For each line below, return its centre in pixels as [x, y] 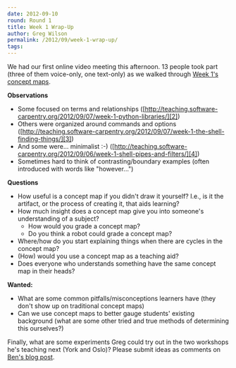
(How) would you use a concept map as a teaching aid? [98, 256]
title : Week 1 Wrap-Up [41, 27]
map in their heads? [46, 271]
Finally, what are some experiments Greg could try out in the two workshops [118, 342]
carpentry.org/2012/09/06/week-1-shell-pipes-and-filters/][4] [107, 154]
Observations [28, 95]
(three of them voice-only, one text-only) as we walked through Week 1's [113, 74]
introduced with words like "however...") [75, 169]
